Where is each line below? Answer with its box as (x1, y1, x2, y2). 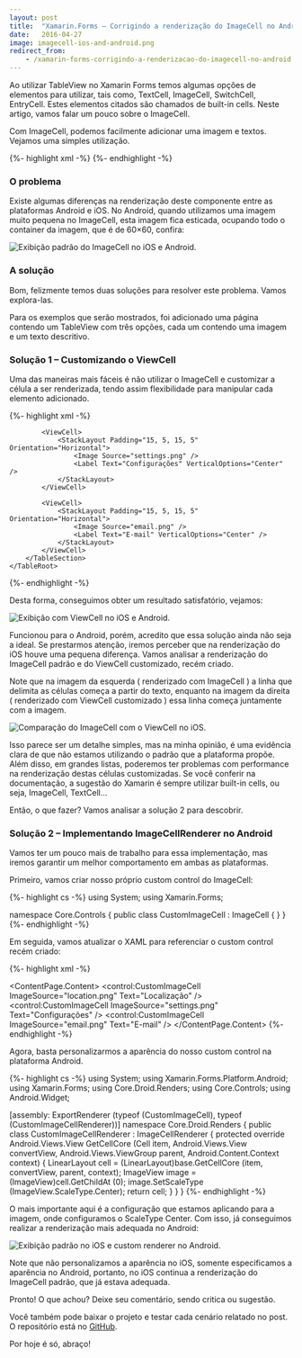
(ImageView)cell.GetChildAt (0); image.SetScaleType (9, 1176, 204, 1188)
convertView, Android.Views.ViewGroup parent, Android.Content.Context (9, 1148, 280, 1159)
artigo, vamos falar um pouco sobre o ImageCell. (9, 109, 191, 119)
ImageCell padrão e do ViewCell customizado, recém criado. (9, 658, 234, 669)
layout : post (9, 13, 58, 22)
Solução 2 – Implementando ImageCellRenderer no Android (9, 827, 273, 840)
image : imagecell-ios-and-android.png (9, 38, 155, 48)
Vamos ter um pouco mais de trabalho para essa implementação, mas (9, 848, 268, 859)
